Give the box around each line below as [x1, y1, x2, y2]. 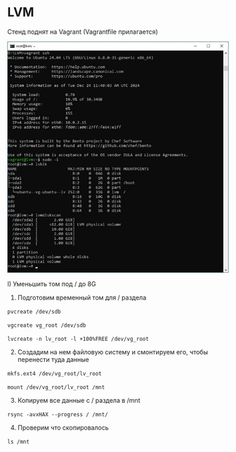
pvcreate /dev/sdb [7, 308, 61, 315]
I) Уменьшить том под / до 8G [7, 279, 96, 288]
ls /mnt [7, 438, 30, 445]
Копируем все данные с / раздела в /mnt [17, 396, 140, 404]
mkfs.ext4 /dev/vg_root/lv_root [7, 370, 102, 377]
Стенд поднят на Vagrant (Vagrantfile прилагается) [7, 27, 158, 36]
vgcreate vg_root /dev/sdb [7, 321, 86, 329]
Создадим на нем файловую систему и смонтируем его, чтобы [17, 347, 209, 356]
